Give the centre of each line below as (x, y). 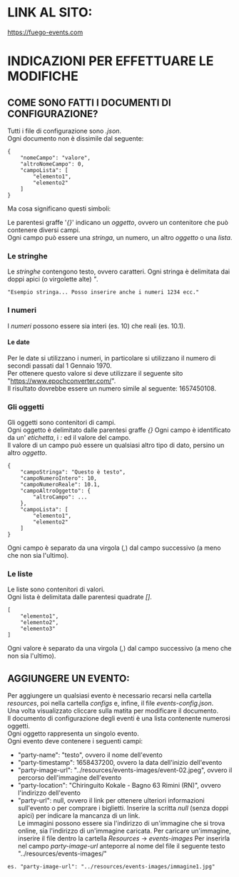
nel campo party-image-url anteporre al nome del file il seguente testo (122, 846)
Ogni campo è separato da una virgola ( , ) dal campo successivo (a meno (114, 548)
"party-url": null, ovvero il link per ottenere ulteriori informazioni (111, 801)
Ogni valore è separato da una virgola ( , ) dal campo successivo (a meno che (119, 648)
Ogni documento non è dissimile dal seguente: (76, 138)
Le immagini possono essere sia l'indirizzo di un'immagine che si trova (121, 823)
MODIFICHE (43, 76)
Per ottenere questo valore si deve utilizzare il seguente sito (95, 373)
